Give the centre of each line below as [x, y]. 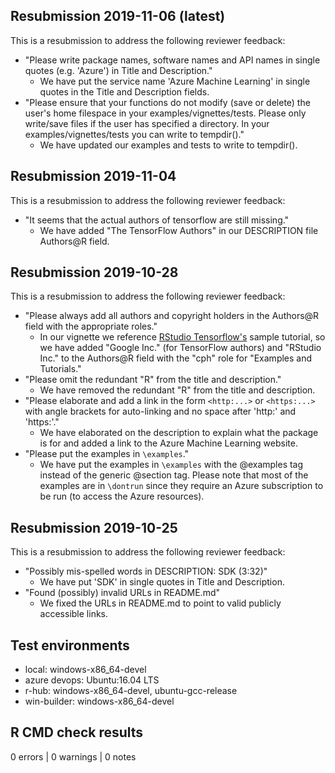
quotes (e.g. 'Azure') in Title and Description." [118, 70]
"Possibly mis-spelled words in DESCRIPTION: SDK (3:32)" [146, 571]
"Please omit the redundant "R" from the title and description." [153, 380]
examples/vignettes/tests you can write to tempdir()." [134, 134]
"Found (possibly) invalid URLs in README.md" [122, 593]
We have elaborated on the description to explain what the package [179, 433]
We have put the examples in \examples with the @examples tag [171, 465]
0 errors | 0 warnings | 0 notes [73, 756]
